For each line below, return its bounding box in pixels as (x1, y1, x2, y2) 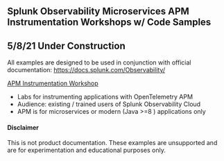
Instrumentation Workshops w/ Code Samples (7, 17, 212, 28)
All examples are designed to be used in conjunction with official (7, 58, 191, 67)
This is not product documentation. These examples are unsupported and (7, 139, 218, 147)
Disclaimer (7, 123, 40, 131)
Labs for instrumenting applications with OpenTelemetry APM (17, 93, 193, 101)
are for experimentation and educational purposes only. (7, 146, 166, 155)
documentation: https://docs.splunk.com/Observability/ (7, 66, 165, 74)
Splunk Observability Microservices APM (7, 6, 189, 17)
